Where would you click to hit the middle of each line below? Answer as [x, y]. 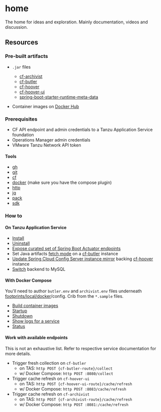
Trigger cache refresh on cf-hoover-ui [51, 378]
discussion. [17, 27]
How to [14, 216]
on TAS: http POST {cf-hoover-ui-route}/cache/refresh [76, 384]
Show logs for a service [36, 321]
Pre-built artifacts [27, 56]
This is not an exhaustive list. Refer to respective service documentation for [81, 348]
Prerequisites [21, 119]
